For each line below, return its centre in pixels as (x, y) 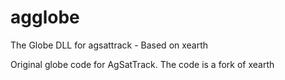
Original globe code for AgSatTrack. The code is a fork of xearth (142, 64)
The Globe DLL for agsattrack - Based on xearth (109, 45)
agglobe (45, 17)
